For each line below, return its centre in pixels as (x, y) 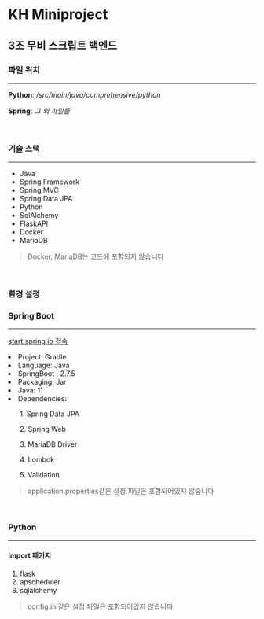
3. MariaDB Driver (48, 444)
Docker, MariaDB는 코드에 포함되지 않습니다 (95, 256)
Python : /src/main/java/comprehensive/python (84, 94)
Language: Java (44, 365)
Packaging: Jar (42, 382)
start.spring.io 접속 (38, 341)
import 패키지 (30, 555)
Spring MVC (39, 190)
